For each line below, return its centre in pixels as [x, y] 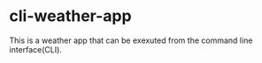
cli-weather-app [70, 16]
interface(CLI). [35, 49]
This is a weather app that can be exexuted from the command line [131, 40]
